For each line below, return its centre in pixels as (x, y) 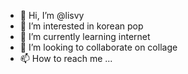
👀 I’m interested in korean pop (81, 26)
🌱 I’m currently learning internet (85, 36)
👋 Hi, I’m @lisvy (52, 15)
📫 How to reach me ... (66, 58)
